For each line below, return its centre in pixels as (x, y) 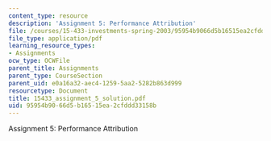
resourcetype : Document (48, 91)
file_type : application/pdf (56, 38)
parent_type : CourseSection (56, 76)
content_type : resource (48, 16)
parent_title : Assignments (54, 68)
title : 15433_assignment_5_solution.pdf (77, 98)
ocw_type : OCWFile (39, 61)
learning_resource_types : (52, 46)
